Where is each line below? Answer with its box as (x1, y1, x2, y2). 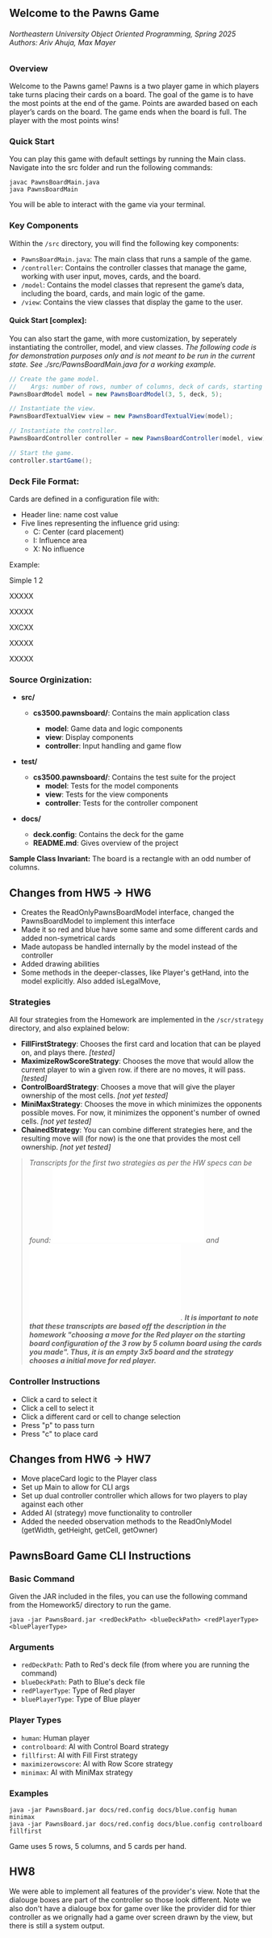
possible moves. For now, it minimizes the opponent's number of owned (20, 1108, 261, 1118)
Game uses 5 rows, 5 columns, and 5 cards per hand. (9, 1842, 187, 1851)
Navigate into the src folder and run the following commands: (9, 163, 213, 172)
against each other (20, 1499, 84, 1509)
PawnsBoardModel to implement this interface (20, 916, 176, 926)
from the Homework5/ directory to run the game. (9, 1600, 172, 1610)
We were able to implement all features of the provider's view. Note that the (9, 1886, 261, 1896)
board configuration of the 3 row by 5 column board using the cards (28, 1339, 262, 1349)
